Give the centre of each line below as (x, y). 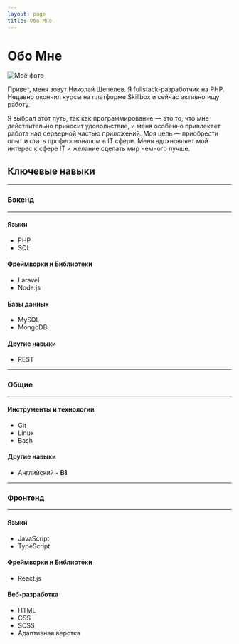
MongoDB (32, 327)
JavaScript (33, 538)
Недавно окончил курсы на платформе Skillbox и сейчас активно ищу (113, 97)
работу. (19, 105)
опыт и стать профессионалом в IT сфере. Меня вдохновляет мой (108, 141)
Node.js (29, 287)
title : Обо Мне (30, 21)
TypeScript (34, 546)
